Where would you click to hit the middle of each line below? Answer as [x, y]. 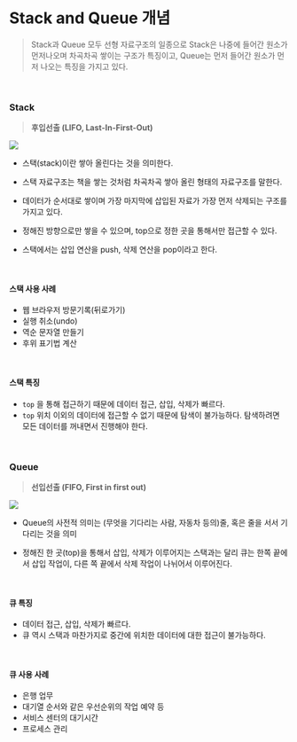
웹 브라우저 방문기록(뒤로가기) [74, 310]
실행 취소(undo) [50, 321]
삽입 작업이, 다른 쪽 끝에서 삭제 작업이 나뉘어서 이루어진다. [132, 563]
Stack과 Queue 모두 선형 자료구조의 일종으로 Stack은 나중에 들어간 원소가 [159, 44]
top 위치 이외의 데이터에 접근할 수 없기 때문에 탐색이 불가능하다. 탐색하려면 [151, 415]
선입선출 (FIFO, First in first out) [88, 487]
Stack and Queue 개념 [90, 18]
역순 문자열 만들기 [53, 332]
